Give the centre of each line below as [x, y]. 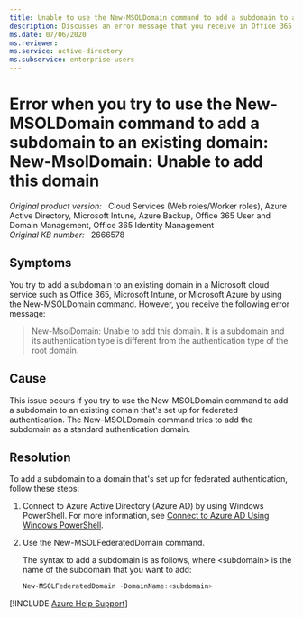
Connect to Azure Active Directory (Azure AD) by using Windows [143, 506]
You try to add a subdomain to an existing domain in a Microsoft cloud [139, 284]
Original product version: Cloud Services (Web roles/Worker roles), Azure [148, 206]
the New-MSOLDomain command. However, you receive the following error [150, 304]
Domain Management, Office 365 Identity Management [112, 225]
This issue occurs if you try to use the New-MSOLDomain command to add [149, 400]
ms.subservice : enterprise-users [72, 60]
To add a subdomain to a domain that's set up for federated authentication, [149, 479]
